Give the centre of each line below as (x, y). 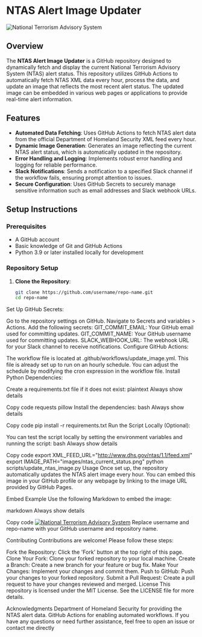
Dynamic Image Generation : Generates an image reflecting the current (103, 145)
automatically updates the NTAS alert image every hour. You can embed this (101, 475)
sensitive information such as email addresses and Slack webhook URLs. (106, 190)
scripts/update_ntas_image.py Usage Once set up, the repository (87, 468)
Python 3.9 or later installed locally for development (79, 252)
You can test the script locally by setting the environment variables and (94, 437)
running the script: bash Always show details (62, 443)
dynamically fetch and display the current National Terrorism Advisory (93, 67)
